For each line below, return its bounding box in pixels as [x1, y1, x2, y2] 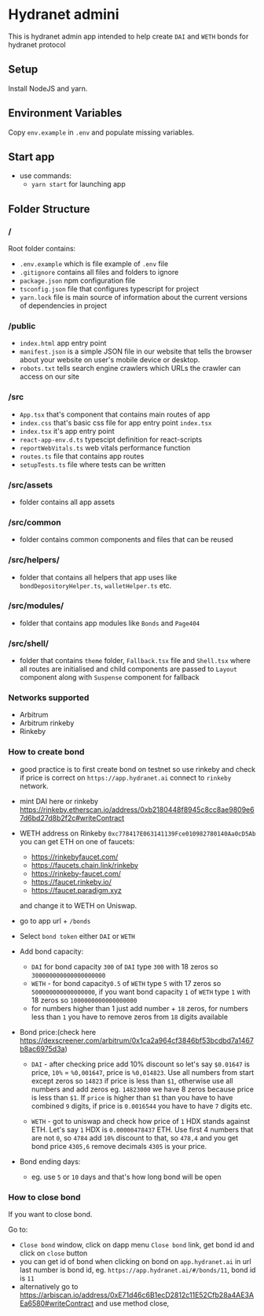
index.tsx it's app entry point [19, 426, 115, 436]
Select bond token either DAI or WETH [19, 931, 135, 940]
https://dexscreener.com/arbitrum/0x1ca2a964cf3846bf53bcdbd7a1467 [19, 1036, 254, 1045]
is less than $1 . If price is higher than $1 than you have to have [31, 1092, 233, 1102]
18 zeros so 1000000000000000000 [31, 995, 137, 1005]
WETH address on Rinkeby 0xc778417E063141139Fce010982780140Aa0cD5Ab [19, 829, 256, 838]
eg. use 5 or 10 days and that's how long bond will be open [31, 1172, 222, 1181]
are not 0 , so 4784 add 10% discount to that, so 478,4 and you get [31, 1133, 239, 1143]
